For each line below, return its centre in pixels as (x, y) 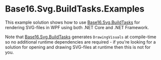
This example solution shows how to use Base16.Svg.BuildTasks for (72, 22)
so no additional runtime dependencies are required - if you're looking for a (80, 42)
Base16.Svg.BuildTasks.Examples (75, 9)
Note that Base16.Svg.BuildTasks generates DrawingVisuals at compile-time (81, 37)
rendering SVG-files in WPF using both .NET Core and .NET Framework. (77, 27)
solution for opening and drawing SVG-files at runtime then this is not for (78, 47)
